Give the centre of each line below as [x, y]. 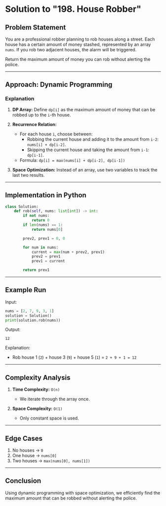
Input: [11, 302]
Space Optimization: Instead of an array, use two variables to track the [85, 169]
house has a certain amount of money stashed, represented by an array [78, 44]
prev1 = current [48, 261]
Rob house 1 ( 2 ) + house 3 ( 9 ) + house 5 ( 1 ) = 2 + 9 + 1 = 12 [74, 357]
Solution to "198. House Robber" [73, 9]
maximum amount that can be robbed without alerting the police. [71, 498]
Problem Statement [36, 27]
